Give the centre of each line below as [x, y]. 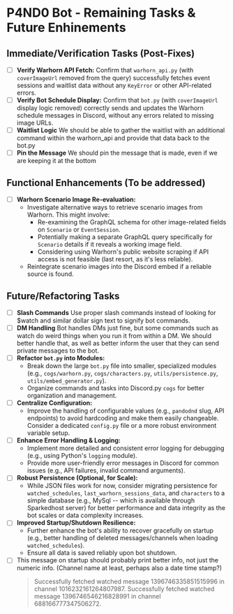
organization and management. [72, 396]
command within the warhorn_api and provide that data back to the [113, 138]
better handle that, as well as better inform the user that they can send [118, 344]
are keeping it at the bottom [57, 161]
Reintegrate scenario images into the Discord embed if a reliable [119, 267]
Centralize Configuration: [54, 403]
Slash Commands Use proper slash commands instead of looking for [116, 312]
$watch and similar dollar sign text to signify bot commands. [103, 321]
